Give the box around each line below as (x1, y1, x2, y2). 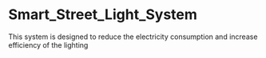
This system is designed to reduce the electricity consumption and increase (8, 32, 258, 41)
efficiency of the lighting (8, 40, 89, 49)
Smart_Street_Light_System (8, 6, 198, 24)
